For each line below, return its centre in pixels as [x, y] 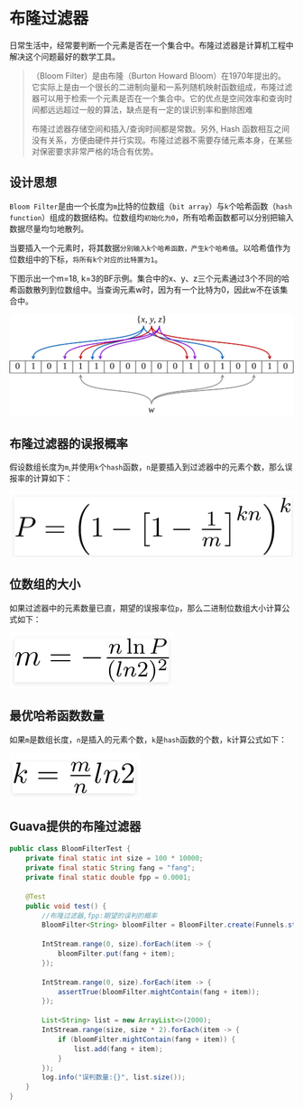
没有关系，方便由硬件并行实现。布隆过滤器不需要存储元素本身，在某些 [162, 140]
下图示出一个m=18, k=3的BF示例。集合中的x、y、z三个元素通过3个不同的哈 [150, 278]
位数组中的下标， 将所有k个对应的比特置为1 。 [86, 259]
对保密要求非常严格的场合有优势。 [95, 151]
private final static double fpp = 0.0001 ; [109, 878]
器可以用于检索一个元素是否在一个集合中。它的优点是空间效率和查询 [158, 98]
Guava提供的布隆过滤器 [75, 826]
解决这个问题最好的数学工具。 [64, 56]
